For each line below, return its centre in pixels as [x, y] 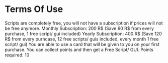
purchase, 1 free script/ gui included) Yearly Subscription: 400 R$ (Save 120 [83, 33]
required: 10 [17, 55]
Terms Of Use [34, 9]
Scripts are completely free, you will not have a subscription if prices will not [84, 23]
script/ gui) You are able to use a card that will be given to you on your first [82, 44]
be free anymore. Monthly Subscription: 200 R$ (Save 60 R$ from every [79, 28]
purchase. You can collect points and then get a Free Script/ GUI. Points [79, 49]
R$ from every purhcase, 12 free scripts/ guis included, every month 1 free [82, 39]
